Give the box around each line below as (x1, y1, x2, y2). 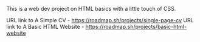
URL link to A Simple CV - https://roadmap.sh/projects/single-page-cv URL (6, 17, 194, 23)
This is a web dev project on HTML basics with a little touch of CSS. (6, 5, 176, 12)
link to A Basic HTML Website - (6, 23, 84, 30)
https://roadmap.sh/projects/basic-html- (85, 23, 187, 30)
